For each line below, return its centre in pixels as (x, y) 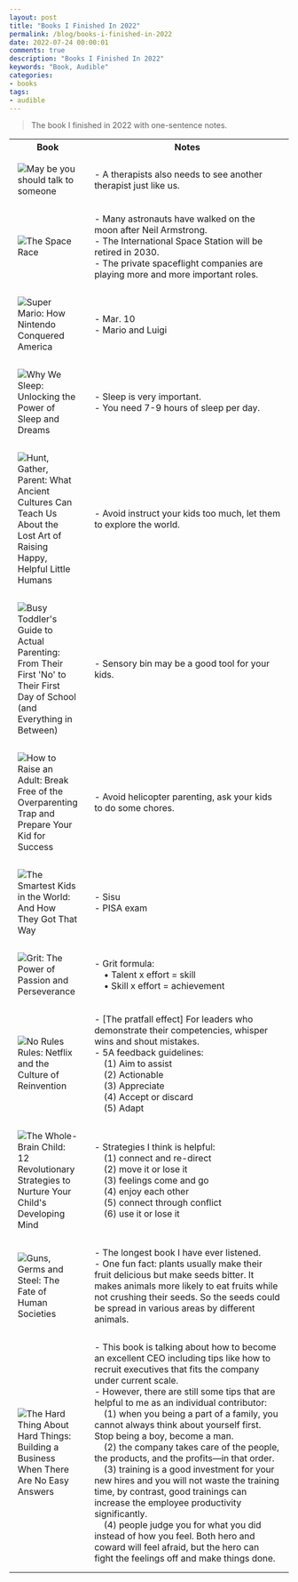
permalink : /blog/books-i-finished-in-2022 (91, 34)
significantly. (121, 1514)
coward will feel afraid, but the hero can (177, 1547)
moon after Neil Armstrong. (151, 230)
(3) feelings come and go (156, 1181)
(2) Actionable (133, 1075)
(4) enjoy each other (146, 1192)
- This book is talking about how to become (185, 1347)
